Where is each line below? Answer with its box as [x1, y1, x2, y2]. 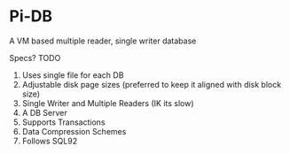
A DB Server [21, 107, 68, 118]
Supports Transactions [21, 117, 106, 127]
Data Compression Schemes [21, 126, 127, 136]
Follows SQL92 [21, 135, 78, 146]
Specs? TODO [9, 52, 61, 63]
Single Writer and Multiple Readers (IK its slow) [21, 97, 194, 108]
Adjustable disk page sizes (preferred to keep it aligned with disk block [21, 79, 282, 89]
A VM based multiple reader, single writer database [9, 35, 197, 46]
